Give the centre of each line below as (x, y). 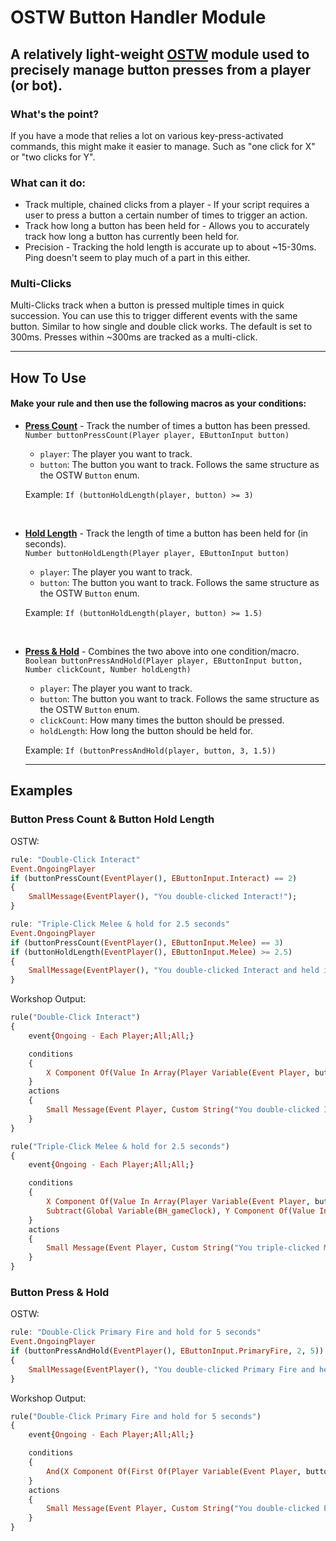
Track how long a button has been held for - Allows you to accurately (167, 226)
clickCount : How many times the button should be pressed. (162, 720)
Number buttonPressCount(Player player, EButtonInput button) (157, 436)
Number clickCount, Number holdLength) (108, 670)
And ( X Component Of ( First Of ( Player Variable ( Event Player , (174, 1471)
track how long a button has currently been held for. (132, 237)
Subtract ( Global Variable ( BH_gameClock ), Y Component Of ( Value (180, 1211)
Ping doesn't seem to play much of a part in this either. (137, 258)
